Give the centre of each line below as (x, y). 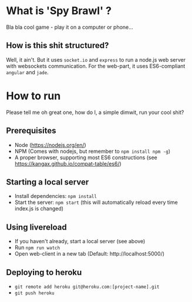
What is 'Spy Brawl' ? (59, 11)
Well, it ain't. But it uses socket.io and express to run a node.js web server (96, 59)
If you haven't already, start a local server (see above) (80, 241)
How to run (33, 96)
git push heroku (34, 293)
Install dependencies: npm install (55, 196)
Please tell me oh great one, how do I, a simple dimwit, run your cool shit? (95, 112)
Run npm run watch (37, 247)
